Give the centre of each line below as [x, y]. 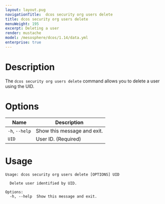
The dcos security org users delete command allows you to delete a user [82, 81]
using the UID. [20, 86]
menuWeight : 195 [22, 24]
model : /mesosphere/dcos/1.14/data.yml [47, 38]
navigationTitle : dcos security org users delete [59, 14]
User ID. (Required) [58, 139]
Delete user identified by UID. [43, 183]
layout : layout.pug [25, 10]
